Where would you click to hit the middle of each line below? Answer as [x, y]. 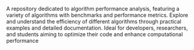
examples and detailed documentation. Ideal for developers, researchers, [97, 28]
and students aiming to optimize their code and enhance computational [95, 34]
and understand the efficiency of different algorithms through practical [94, 21]
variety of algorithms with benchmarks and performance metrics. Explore [97, 15]
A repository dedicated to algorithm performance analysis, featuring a [93, 9]
